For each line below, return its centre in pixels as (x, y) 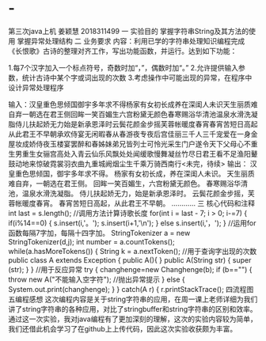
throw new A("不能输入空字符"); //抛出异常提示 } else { (97, 279)
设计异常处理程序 (36, 87)
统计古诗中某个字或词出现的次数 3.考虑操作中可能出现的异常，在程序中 (137, 78)
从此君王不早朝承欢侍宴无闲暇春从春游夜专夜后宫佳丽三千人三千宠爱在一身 (129, 134)
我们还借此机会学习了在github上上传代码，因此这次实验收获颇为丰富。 (123, 328)
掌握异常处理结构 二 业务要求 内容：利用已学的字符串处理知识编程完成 (131, 41)
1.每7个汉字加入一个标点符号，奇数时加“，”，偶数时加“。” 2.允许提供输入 (123, 67)
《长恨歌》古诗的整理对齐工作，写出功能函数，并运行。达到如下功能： (123, 51)
